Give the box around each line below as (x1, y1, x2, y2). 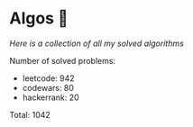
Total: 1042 (9, 109, 51, 120)
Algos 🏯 (9, 8, 69, 29)
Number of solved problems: (9, 55, 115, 66)
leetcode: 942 (22, 72, 75, 84)
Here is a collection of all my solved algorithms (9, 38, 185, 49)
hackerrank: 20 (22, 92, 79, 103)
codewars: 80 (22, 82, 75, 93)
